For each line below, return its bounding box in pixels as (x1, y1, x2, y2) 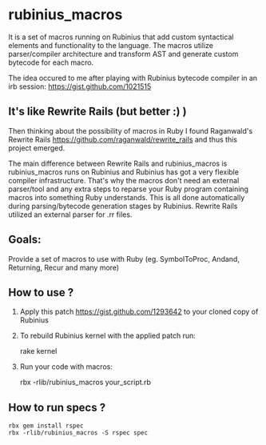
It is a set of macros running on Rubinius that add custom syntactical (8, 32, 234, 42)
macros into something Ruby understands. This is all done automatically (8, 192, 245, 202)
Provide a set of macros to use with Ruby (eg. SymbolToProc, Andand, (8, 254, 240, 263)
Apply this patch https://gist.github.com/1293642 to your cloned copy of (19, 307, 259, 317)
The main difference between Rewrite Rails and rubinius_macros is (8, 158, 228, 168)
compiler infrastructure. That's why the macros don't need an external (8, 175, 240, 185)
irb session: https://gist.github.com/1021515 (8, 82, 152, 91)
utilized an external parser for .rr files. (8, 210, 133, 219)
